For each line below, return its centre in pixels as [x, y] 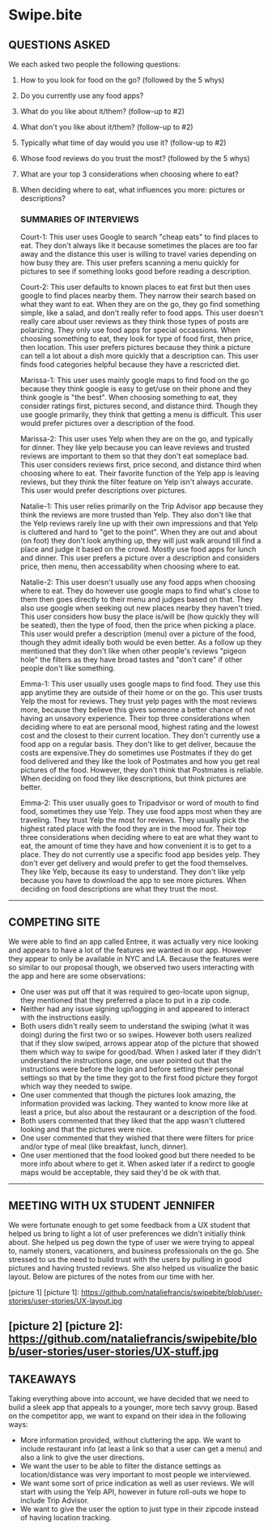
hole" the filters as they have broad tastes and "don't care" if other [131, 660]
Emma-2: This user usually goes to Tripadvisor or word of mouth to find [139, 803]
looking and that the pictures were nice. [86, 1129]
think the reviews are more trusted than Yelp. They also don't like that [136, 515]
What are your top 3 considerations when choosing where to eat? [129, 174]
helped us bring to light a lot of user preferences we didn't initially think [127, 1234]
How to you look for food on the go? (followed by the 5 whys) [122, 80]
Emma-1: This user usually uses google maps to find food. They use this [140, 684]
